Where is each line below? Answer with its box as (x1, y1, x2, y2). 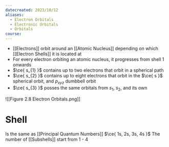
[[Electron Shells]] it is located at (12, 51, 82, 57)
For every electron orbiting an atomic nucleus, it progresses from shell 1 (12, 56, 164, 62)
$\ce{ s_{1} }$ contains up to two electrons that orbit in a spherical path (12, 67, 164, 73)
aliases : (5, 12, 24, 17)
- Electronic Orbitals (10, 22, 58, 27)
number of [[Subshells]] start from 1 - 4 (5, 136, 89, 142)
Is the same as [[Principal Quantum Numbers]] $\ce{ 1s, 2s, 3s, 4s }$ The (5, 131, 160, 137)
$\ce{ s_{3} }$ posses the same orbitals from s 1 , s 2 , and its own (12, 85, 147, 92)
